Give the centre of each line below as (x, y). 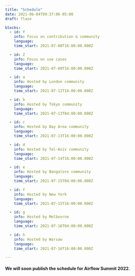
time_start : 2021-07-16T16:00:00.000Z (54, 249)
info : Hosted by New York (40, 194)
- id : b (17, 100)
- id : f (17, 190)
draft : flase (18, 19)
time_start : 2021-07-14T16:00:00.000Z (54, 158)
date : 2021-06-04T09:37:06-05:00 (39, 14)
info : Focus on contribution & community (57, 37)
